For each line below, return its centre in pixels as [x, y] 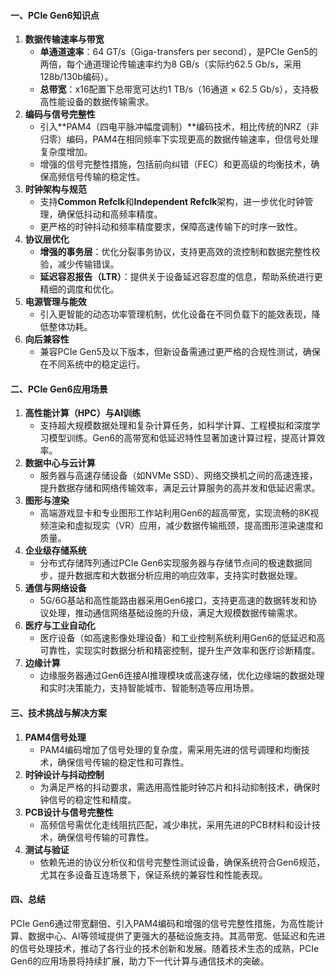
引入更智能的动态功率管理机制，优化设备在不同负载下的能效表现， [175, 314]
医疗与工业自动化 [60, 626]
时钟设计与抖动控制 [64, 774]
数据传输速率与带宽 [64, 39]
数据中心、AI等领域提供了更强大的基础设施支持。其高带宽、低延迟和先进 [176, 936]
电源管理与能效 [55, 302]
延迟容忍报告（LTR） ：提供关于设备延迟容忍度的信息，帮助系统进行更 [181, 277]
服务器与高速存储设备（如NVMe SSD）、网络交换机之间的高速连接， [178, 476]
